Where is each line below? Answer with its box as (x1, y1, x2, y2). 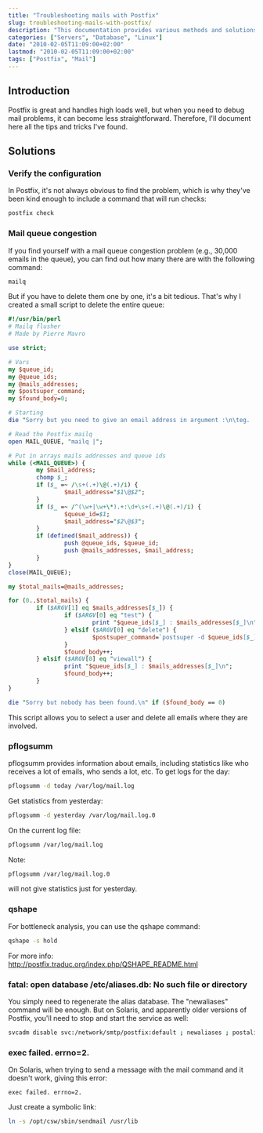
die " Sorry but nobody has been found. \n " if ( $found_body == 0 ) (8, 698, 225, 706)
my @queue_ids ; (8, 373, 58, 381)
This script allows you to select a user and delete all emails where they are (8, 712, 248, 722)
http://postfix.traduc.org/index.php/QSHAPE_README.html (8, 959, 198, 969)
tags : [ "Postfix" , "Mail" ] (8, 56, 96, 64)
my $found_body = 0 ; (8, 395, 68, 403)
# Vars (8, 358, 30, 366)
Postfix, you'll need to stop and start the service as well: (8, 1013, 189, 1022)
